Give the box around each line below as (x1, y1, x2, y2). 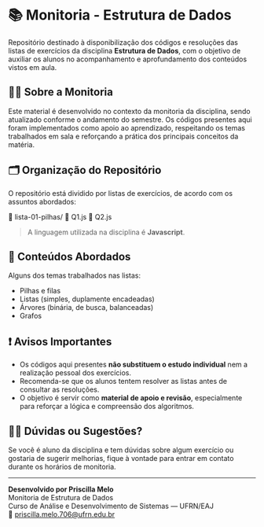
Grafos (19, 311, 42, 321)
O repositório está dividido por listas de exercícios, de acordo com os (8, 188, 233, 197)
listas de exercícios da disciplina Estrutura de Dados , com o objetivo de (8, 46, 241, 55)
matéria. (8, 139, 35, 149)
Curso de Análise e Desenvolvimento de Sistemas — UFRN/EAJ (8, 501, 214, 510)
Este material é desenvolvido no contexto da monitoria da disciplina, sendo (8, 106, 251, 116)
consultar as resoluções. (19, 385, 100, 394)
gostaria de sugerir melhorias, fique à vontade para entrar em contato (8, 454, 234, 463)
